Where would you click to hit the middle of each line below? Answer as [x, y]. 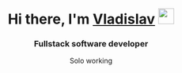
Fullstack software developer [91, 44]
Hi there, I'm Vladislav [82, 19]
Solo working [91, 61]
